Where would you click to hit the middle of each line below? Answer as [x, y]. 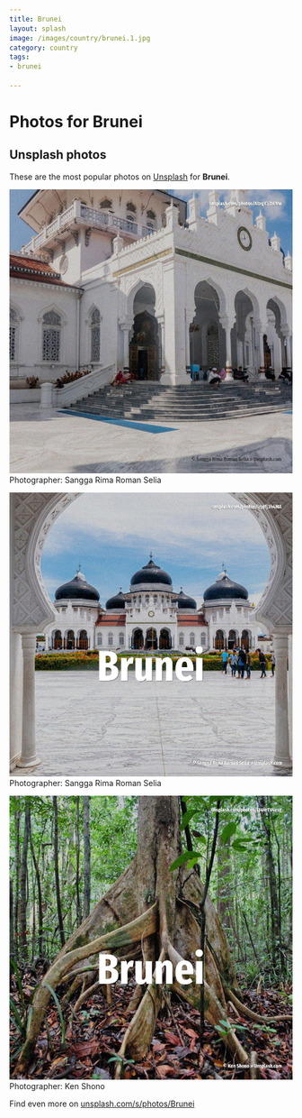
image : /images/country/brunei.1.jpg [80, 38]
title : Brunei [36, 19]
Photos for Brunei [76, 122]
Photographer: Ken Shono [57, 1086]
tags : [19, 57]
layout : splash [38, 28]
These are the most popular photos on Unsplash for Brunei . [120, 177]
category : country [44, 48]
